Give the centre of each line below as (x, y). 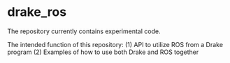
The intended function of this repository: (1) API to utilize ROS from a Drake (115, 44)
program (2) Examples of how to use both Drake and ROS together (103, 52)
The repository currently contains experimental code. (84, 31)
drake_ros (37, 12)
